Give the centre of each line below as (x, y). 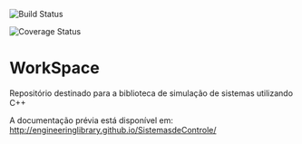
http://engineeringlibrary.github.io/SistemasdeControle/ (113, 130)
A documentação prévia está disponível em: (92, 120)
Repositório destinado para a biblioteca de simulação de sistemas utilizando (151, 93)
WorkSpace (54, 68)
